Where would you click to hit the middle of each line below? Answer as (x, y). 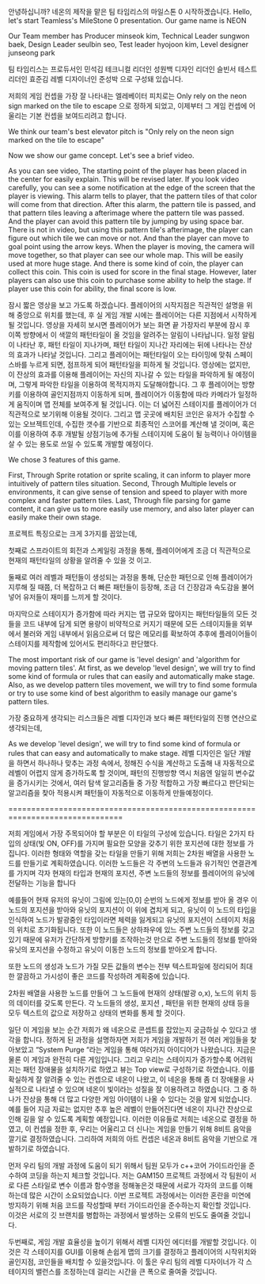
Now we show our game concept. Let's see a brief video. (101, 155)
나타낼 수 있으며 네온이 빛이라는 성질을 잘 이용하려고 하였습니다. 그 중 (142, 1089)
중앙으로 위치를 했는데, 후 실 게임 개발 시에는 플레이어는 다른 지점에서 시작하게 (136, 315)
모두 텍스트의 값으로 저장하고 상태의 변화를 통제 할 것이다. (97, 1013)
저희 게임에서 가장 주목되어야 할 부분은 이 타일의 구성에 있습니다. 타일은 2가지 (127, 834)
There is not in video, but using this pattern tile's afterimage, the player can (131, 230)
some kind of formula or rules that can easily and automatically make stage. (132, 676)
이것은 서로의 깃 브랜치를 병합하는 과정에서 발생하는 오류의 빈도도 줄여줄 (119, 1215)
